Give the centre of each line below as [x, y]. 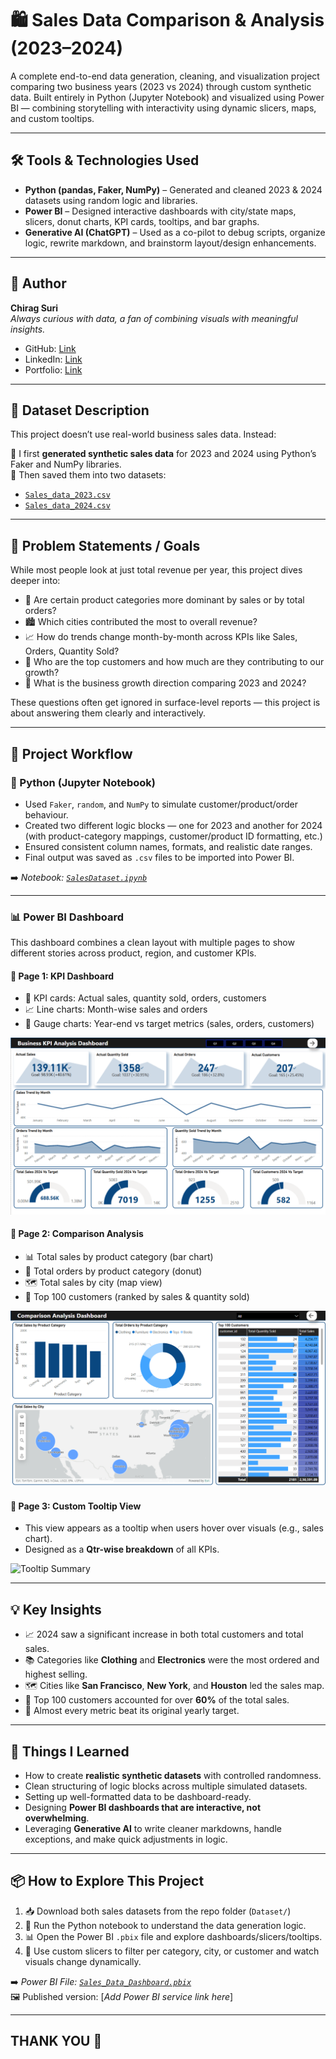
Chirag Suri [34, 308]
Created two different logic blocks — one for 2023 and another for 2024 [173, 825]
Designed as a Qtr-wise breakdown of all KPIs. [122, 1549]
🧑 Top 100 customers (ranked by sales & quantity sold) [137, 1297]
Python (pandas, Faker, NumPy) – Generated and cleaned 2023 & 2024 [173, 189]
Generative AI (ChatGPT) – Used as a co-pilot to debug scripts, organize [175, 232]
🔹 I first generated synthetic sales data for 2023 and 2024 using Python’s [163, 454]
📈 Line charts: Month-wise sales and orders [116, 1009]
